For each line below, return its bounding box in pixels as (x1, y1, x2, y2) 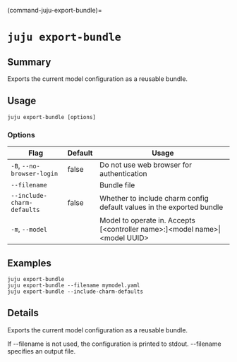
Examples (7, 257, 51, 269)
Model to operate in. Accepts (99, 216, 195, 225)
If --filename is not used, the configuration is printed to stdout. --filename (7, 339, 221, 348)
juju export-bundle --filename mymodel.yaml (7, 282, 140, 289)
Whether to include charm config (99, 194, 209, 204)
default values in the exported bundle (99, 202, 224, 212)
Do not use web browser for (99, 160, 193, 170)
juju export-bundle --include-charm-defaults (7, 288, 143, 295)
